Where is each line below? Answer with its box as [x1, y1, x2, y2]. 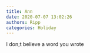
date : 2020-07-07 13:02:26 [6, 14, 72, 20]
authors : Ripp [6, 19, 41, 25]
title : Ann [6, 8, 33, 15]
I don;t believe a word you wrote [6, 41, 84, 48]
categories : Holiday [6, 24, 57, 31]
